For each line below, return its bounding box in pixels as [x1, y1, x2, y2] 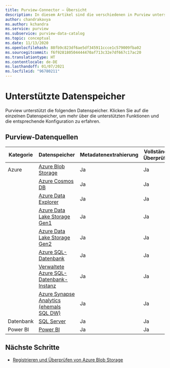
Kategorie [8, 151, 33, 158]
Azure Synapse [38, 290, 75, 297]
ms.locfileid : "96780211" [5, 69, 60, 74]
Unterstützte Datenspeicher [5, 91, 125, 102]
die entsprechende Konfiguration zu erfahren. [5, 118, 101, 124]
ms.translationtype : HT [5, 54, 56, 60]
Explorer [38, 198, 59, 206]
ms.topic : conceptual [5, 36, 51, 41]
